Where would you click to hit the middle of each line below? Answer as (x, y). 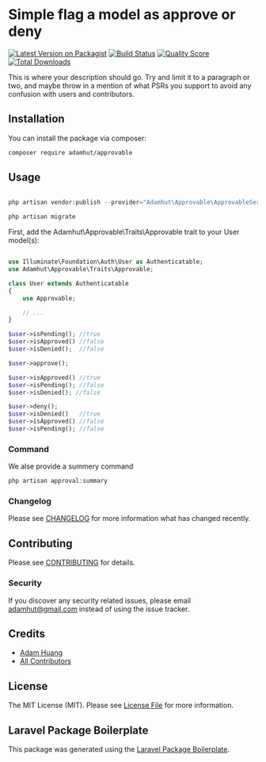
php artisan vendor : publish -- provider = (76, 203)
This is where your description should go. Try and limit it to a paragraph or (129, 77)
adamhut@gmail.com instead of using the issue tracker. (99, 609)
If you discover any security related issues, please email (100, 600)
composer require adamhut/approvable (70, 152)
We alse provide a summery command (71, 466)
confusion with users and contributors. (71, 94)
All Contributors (45, 661)
